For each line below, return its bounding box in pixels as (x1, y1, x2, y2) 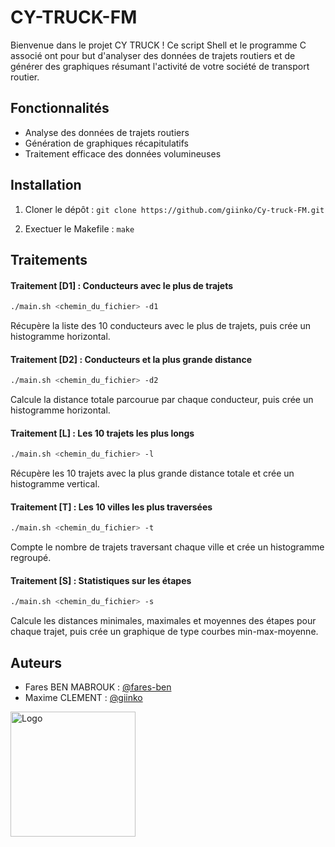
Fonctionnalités (10, 100, 110, 117)
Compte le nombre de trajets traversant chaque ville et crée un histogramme (10, 541, 325, 553)
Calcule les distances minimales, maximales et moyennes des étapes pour (10, 615, 317, 627)
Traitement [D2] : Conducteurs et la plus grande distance (10, 353, 252, 365)
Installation (10, 177, 82, 194)
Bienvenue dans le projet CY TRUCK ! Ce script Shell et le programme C (10, 39, 307, 51)
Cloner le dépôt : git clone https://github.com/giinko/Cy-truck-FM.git (24, 203, 325, 215)
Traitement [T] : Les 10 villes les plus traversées (10, 501, 213, 513)
